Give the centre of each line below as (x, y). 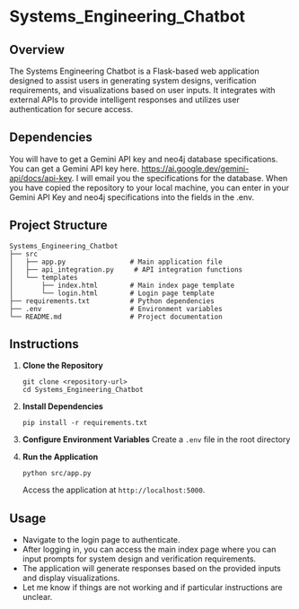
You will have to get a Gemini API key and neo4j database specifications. (144, 159)
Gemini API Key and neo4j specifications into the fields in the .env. (132, 197)
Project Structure (58, 226)
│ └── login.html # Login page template (112, 293)
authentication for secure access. (71, 109)
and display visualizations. (71, 578)
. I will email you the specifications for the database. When (180, 178)
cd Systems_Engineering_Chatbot (83, 390)
